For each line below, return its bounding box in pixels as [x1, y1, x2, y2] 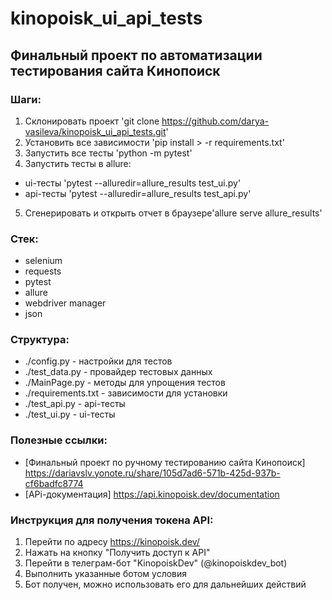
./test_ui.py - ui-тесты [24, 408, 116, 421]
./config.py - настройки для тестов [24, 355, 173, 367]
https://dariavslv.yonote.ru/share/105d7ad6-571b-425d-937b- [24, 467, 281, 479]
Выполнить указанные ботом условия [24, 568, 188, 580]
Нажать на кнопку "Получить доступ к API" [24, 547, 211, 559]
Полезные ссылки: [10, 433, 108, 447]
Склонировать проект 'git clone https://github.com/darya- [24, 115, 270, 127]
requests [24, 265, 62, 277]
